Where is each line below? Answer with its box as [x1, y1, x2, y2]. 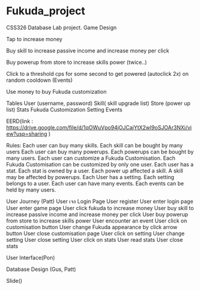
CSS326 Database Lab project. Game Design [6, 24, 117, 31]
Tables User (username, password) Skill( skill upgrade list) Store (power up [6, 100, 191, 107]
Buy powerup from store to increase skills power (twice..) [6, 58, 147, 66]
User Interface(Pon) [6, 254, 56, 261]
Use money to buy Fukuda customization [6, 88, 107, 95]
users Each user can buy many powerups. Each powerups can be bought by [6, 148, 194, 155]
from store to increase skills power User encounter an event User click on [6, 217, 187, 224]
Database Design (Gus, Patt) [6, 266, 76, 273]
